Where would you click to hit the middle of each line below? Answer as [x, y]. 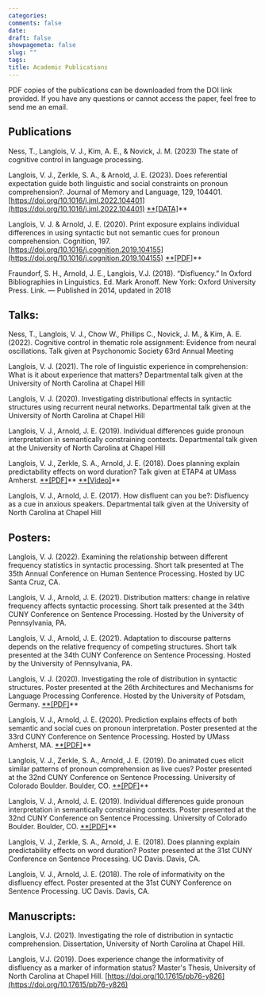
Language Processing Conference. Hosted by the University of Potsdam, [127, 696]
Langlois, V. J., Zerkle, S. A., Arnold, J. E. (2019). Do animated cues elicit [126, 761]
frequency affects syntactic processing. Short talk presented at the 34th [126, 606]
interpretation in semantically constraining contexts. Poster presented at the [132, 810]
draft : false [30, 38]
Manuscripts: [42, 916]
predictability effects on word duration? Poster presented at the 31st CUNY [131, 851]
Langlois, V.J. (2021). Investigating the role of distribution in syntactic [121, 935]
